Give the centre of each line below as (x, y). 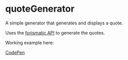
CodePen (15, 52)
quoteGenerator (40, 9)
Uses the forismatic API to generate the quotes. (55, 33)
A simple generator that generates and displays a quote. (64, 23)
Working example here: (30, 42)
